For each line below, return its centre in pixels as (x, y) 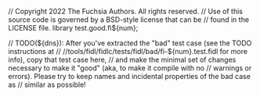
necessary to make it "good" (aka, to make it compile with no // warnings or (130, 68)
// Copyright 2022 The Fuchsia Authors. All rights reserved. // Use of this (125, 11)
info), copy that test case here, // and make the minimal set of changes (122, 59)
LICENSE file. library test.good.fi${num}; (73, 28)
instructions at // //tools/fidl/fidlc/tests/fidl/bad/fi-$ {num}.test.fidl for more (128, 51)
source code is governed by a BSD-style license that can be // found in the (128, 20)
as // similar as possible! (47, 84)
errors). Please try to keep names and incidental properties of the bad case (129, 76)
